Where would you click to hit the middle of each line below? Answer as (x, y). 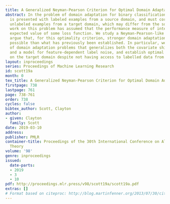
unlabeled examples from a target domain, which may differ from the (84, 24)
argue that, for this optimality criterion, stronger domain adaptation (88, 38)
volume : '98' (19, 151)
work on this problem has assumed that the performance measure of (82, 29)
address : (14, 132)
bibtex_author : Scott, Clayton (38, 109)
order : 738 (17, 99)
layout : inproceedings (29, 62)
